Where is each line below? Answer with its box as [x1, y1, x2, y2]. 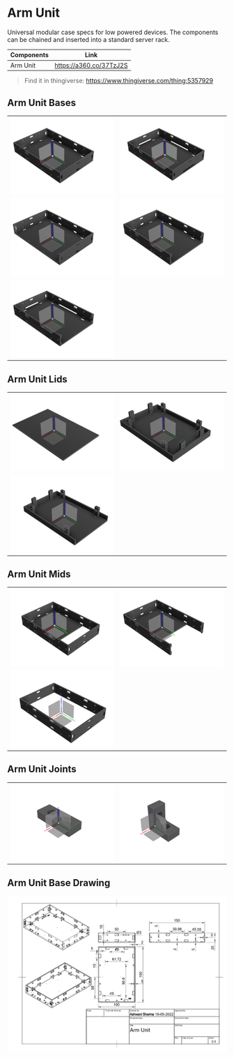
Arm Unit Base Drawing [7, 877, 111, 889]
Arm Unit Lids [7, 373, 68, 385]
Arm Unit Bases [7, 96, 77, 109]
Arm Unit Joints [7, 763, 77, 775]
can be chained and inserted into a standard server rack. [7, 35, 171, 43]
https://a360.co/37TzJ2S [54, 61, 128, 69]
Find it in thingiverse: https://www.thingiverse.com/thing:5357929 [24, 77, 214, 85]
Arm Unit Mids [7, 568, 71, 580]
